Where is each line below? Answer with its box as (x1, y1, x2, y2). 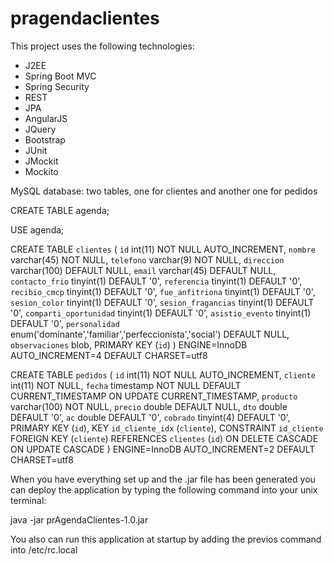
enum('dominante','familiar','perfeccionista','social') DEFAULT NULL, (10, 328, 290, 340)
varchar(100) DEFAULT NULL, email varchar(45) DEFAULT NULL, (10, 264, 277, 276)
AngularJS (24, 112, 68, 124)
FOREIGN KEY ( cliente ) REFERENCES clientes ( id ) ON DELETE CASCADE (10, 432, 319, 444)
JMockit (24, 155, 59, 167)
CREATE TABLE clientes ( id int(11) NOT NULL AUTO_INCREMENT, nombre (10, 243, 316, 255)
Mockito (24, 165, 59, 177)
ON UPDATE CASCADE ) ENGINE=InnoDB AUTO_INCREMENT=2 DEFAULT (10, 443, 316, 455)
